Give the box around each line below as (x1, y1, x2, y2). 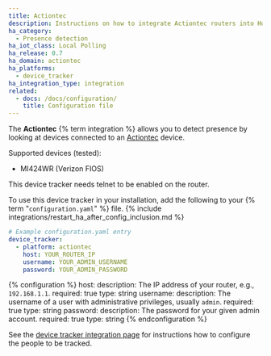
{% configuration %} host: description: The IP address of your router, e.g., (8, 280, 255, 290)
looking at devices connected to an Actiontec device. (8, 132, 186, 142)
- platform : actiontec (15, 243, 92, 251)
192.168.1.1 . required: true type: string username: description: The (8, 288, 231, 299)
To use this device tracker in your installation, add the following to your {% (8, 195, 256, 205)
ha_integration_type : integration (8, 79, 125, 87)
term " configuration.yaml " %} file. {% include (8, 203, 162, 214)
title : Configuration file (23, 102, 114, 110)
